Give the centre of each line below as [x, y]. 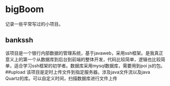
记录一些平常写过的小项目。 [34, 24]
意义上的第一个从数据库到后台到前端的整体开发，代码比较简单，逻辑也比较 [83, 59]
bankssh [19, 40]
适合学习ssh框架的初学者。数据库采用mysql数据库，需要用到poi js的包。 [90, 66]
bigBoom [25, 9]
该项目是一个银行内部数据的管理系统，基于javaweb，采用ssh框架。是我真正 [84, 53]
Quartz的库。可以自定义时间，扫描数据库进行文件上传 [61, 78]
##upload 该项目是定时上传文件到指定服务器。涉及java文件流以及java [78, 72]
